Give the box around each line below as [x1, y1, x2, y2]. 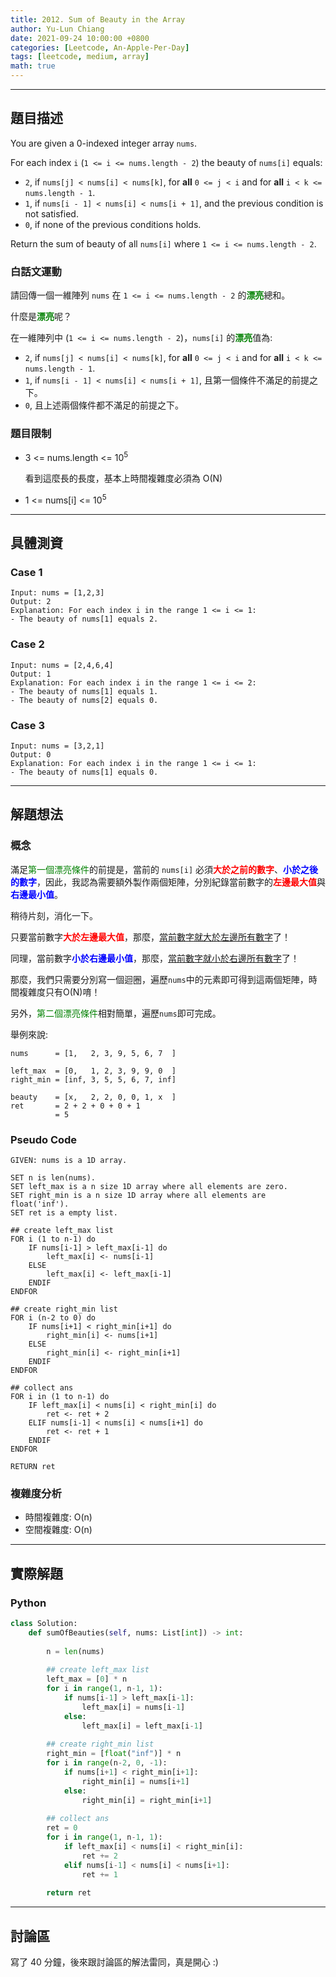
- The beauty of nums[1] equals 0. [10, 767, 159, 777]
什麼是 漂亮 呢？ [10, 311, 72, 323]
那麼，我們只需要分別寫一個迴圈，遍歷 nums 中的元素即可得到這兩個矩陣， [10, 973, 309, 985]
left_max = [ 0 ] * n [46, 1674, 128, 1685]
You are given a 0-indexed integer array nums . [10, 137, 198, 149]
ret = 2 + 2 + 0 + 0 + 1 [10, 1101, 141, 1111]
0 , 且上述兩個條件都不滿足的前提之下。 [24, 399, 184, 411]
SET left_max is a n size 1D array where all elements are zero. [10, 1181, 288, 1191]
